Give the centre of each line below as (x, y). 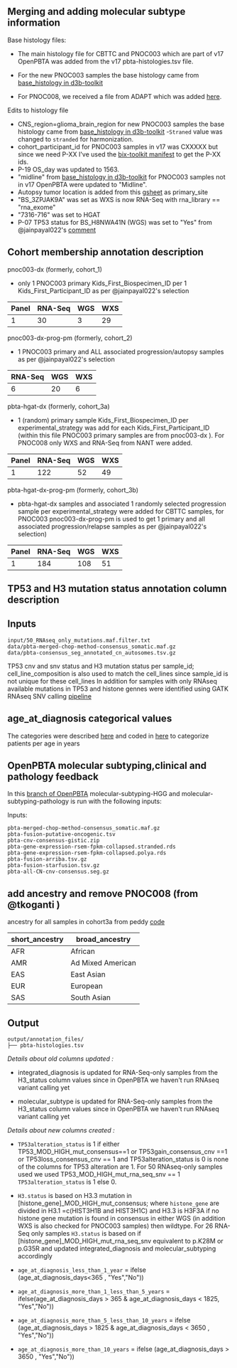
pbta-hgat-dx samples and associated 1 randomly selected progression (122, 504)
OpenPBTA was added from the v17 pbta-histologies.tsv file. (105, 61)
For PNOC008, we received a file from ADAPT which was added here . (120, 96)
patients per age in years (44, 743)
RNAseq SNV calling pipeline (50, 696)
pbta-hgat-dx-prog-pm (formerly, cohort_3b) (73, 489)
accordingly (35, 1256)
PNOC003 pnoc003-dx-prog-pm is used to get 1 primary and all (111, 519)
